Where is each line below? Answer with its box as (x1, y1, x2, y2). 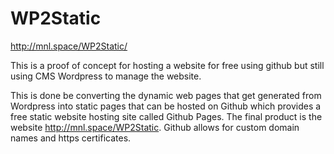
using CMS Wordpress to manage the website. (10, 70, 202, 82)
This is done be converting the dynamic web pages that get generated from (10, 89, 322, 101)
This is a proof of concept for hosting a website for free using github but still (10, 59, 325, 71)
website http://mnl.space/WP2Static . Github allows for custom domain (10, 121, 300, 133)
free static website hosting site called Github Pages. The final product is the (10, 110, 323, 122)
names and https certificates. (10, 132, 132, 144)
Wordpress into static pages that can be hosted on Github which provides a (10, 100, 322, 112)
